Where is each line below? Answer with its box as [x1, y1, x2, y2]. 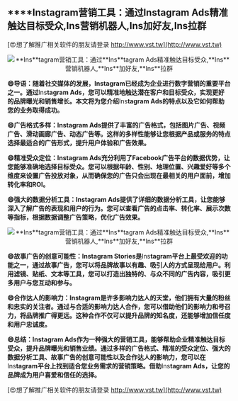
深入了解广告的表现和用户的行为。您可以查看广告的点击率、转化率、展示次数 [7, 204, 231, 213]
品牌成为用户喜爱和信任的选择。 [7, 371, 101, 379]
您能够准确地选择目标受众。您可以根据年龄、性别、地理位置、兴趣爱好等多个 [7, 162, 231, 171]
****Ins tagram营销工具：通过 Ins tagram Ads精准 [7, 6, 228, 19]
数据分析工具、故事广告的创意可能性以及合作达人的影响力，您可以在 [7, 353, 206, 361]
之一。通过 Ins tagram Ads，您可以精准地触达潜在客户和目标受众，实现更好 [7, 88, 225, 96]
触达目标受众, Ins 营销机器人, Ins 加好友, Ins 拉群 [7, 20, 207, 32]
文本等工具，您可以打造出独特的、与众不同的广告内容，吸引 [50, 269, 225, 278]
